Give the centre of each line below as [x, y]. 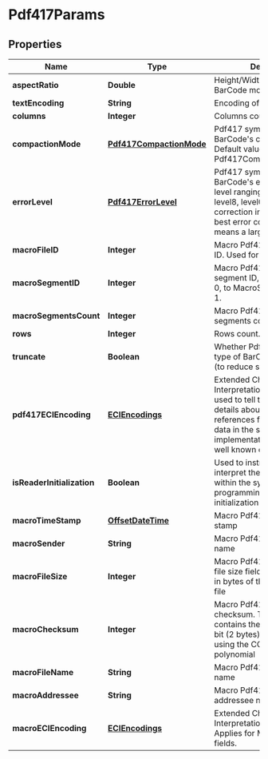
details [227, 409]
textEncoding [38, 103]
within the [233, 483]
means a [230, 232]
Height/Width [239, 80]
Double [121, 85]
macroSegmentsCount [56, 316]
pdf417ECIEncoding [52, 415]
